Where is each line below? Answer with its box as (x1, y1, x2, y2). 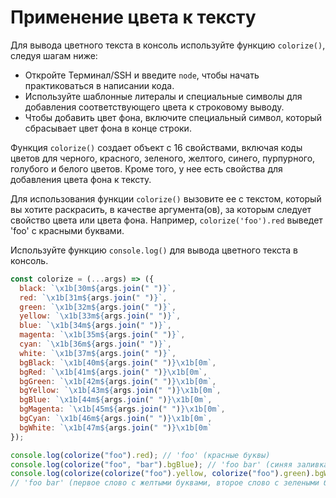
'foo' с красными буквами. (10, 224, 125, 236)
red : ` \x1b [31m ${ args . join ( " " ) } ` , (19, 292, 168, 303)
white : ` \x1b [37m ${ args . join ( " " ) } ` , (19, 348, 177, 358)
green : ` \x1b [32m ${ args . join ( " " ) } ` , (19, 302, 177, 312)
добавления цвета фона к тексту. (10, 173, 152, 185)
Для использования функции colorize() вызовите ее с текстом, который (10, 192, 322, 205)
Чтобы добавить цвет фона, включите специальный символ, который (24, 111, 323, 123)
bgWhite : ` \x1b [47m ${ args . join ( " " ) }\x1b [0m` (19, 422, 213, 433)
